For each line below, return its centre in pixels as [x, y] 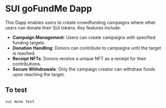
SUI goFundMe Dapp [49, 9]
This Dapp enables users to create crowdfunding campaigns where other [80, 22]
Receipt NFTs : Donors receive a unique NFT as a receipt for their [79, 58]
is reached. [24, 53]
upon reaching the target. [38, 74]
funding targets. [29, 42]
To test [16, 90]
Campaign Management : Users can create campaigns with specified [84, 37]
